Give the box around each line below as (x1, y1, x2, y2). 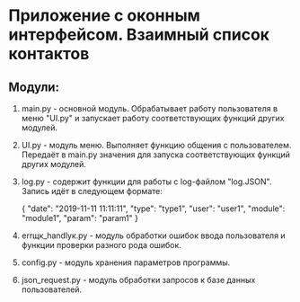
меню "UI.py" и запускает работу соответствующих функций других (21, 113, 285, 123)
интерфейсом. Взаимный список (8, 24, 270, 45)
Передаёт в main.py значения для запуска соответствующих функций (21, 149, 291, 160)
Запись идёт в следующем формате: (21, 186, 163, 196)
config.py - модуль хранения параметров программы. (21, 257, 231, 268)
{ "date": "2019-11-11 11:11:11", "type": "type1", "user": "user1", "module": (21, 203, 286, 214)
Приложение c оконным (8, 5, 201, 26)
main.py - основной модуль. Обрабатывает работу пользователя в (21, 103, 278, 113)
